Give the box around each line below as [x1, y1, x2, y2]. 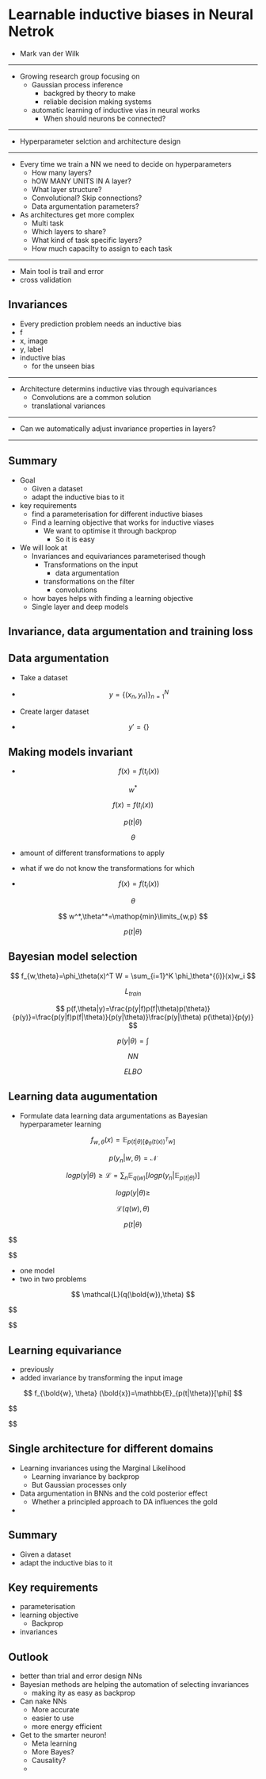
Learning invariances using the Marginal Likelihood [19, 1463, 186, 1473]
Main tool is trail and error [19, 266, 104, 275]
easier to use [31, 1713, 74, 1723]
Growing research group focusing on [19, 71, 140, 81]
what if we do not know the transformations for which [19, 864, 196, 873]
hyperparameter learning [19, 1119, 101, 1129]
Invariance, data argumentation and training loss [8, 625, 253, 638]
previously [19, 1365, 54, 1374]
